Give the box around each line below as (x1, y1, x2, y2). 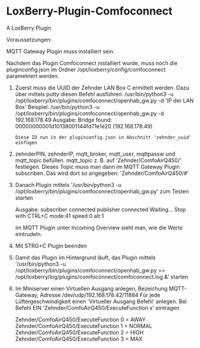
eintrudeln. (15, 230, 42, 237)
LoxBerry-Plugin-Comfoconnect (6, 4, 173, 18)
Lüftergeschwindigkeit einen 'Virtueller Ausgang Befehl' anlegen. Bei (15, 298, 187, 305)
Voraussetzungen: (6, 36, 52, 43)
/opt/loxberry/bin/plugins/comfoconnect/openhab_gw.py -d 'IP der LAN (15, 97, 194, 104)
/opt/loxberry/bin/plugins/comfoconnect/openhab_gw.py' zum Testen (15, 188, 189, 195)
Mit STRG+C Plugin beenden (15, 242, 87, 249)
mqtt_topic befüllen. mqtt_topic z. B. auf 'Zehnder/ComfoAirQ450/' (15, 156, 182, 164)
